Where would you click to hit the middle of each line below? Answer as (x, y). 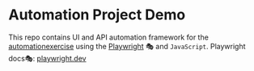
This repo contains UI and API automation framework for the (108, 37)
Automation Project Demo (97, 15)
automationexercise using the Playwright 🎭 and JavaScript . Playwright (127, 46)
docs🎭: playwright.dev (47, 58)
